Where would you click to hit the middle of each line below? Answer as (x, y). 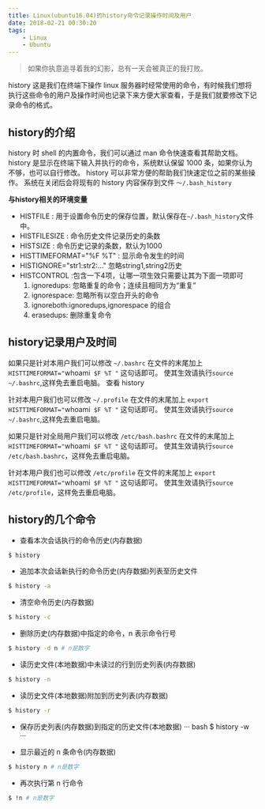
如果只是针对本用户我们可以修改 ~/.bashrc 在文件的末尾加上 (106, 363)
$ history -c (30, 618)
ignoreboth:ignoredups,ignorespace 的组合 (101, 304)
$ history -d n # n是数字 (49, 648)
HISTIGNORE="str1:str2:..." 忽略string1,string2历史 (101, 265)
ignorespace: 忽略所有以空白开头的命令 (95, 295)
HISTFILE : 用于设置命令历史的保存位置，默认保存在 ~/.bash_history (130, 216)
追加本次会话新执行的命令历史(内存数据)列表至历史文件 (109, 571)
